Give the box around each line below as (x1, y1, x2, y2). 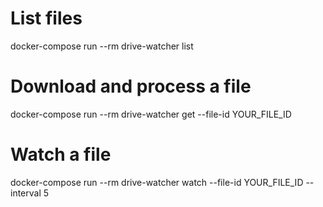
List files (10, 7, 83, 30)
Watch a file (10, 143, 112, 166)
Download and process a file (10, 75, 252, 98)
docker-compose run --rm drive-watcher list (10, 40, 194, 52)
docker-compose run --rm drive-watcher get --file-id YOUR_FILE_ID (10, 108, 292, 120)
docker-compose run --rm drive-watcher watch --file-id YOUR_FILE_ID (10, 176, 304, 188)
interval (10, 187, 42, 199)
